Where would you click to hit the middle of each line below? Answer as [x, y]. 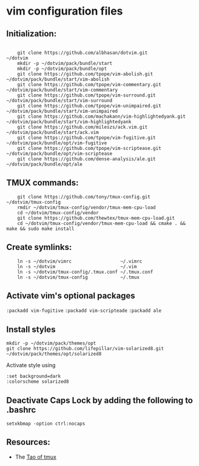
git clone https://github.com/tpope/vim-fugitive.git [86, 138]
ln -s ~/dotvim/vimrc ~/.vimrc [80, 261]
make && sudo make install [40, 229]
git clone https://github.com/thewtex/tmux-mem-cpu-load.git [96, 218]
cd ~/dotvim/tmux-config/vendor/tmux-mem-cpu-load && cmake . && [102, 223]
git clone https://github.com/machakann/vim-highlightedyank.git [102, 116]
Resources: [28, 442]
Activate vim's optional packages [71, 296]
